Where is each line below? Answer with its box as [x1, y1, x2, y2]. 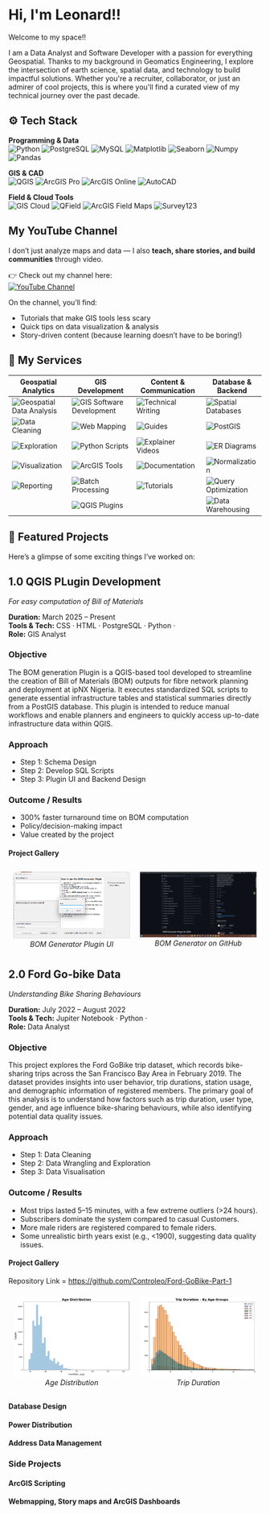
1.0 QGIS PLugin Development [8, 575, 162, 589]
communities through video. [8, 254, 104, 263]
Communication [140, 385, 195, 395]
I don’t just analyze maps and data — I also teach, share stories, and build [8, 246, 256, 255]
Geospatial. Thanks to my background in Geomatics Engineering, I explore [8, 56, 254, 66]
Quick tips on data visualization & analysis [19, 321, 159, 331]
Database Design [8, 1401, 67, 1411]
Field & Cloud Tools [8, 192, 74, 202]
